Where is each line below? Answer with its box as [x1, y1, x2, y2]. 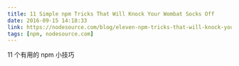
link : [7, 23, 23, 31]
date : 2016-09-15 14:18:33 [7, 17, 87, 24]
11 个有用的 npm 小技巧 [7, 50, 75, 59]
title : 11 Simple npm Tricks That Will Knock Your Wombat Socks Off [7, 10, 215, 18]
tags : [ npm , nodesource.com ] [7, 30, 94, 38]
